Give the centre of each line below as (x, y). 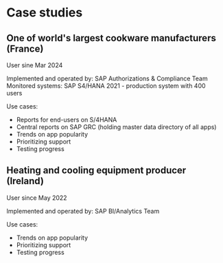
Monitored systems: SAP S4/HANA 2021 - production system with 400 (106, 86)
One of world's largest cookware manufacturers (111, 38)
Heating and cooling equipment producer (96, 171)
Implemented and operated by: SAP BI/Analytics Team (83, 211)
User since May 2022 (37, 198)
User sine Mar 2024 (35, 65)
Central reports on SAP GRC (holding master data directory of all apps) (116, 127)
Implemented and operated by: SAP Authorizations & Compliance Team (107, 78)
